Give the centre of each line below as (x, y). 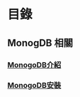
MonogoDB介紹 (34, 64)
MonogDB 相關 (40, 43)
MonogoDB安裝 (34, 86)
